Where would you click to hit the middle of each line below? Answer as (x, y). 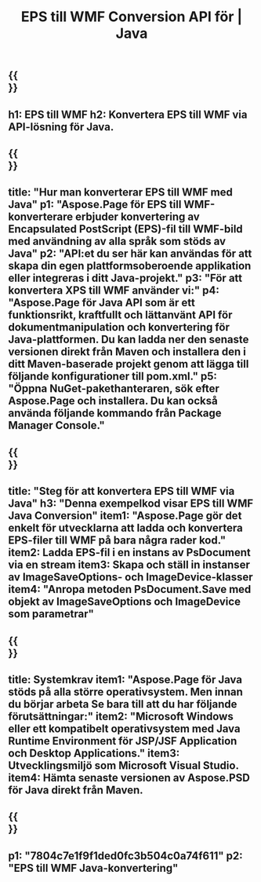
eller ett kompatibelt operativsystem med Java (124, 728)
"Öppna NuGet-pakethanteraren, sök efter (114, 389)
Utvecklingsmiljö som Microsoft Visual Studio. (123, 765)
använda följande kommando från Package (115, 414)
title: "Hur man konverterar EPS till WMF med (120, 192)
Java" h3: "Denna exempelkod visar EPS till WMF (131, 504)
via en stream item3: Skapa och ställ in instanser (129, 565)
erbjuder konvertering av (137, 217)
